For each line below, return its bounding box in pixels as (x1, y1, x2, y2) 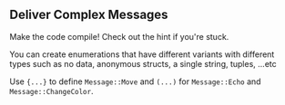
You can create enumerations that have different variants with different (9, 49, 275, 60)
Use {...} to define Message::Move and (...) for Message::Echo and (9, 76, 261, 87)
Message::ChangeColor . (9, 85, 94, 96)
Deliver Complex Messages (9, 7, 168, 23)
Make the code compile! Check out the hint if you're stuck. (9, 31, 229, 42)
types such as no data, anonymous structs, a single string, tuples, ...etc (9, 58, 277, 69)
